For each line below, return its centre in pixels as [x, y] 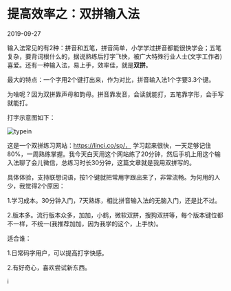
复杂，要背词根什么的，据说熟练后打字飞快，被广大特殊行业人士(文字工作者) [115, 56]
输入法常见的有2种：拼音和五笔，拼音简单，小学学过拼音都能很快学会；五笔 [114, 47]
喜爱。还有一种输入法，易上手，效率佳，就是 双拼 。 [79, 65]
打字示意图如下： [31, 117]
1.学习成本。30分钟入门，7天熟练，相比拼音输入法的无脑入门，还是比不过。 [114, 200]
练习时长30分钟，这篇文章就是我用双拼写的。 [131, 162]
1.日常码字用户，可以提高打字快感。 [57, 252]
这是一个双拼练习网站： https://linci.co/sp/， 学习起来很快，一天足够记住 [109, 145]
